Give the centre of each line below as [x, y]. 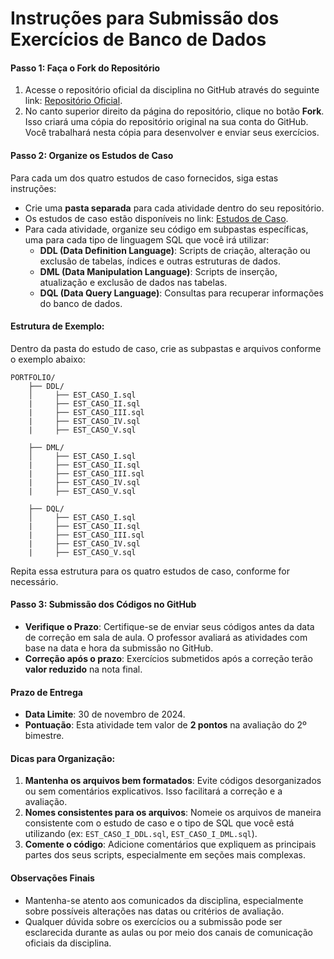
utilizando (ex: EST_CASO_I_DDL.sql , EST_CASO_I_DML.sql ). [141, 834]
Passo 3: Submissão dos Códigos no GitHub [103, 604]
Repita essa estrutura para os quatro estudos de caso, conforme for [150, 571]
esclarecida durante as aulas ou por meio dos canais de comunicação [168, 932]
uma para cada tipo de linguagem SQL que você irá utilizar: [147, 239]
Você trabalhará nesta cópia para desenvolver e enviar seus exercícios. [172, 133]
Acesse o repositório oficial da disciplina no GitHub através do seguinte [172, 90]
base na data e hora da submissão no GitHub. [119, 648]
